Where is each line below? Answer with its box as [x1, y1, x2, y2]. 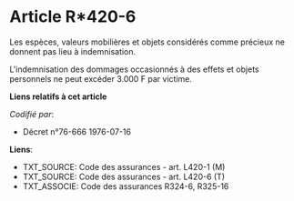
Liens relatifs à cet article [9, 91, 107, 102]
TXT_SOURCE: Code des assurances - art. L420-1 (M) [22, 161, 226, 172]
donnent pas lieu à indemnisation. [9, 45, 137, 56]
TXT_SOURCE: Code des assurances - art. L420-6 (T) [22, 171, 226, 182]
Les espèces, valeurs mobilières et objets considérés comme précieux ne [9, 36, 285, 47]
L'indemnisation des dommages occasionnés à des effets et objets [9, 64, 259, 75]
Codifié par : [9, 108, 55, 119]
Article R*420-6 [9, 6, 137, 27]
